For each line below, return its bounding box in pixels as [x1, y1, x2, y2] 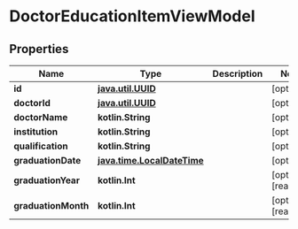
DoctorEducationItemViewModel [9, 6, 255, 27]
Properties [9, 42, 69, 57]
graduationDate [13, 155, 82, 166]
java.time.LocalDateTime [97, 155, 204, 166]
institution [13, 126, 59, 138]
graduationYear [13, 174, 80, 187]
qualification [13, 140, 68, 152]
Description [212, 68, 263, 80]
